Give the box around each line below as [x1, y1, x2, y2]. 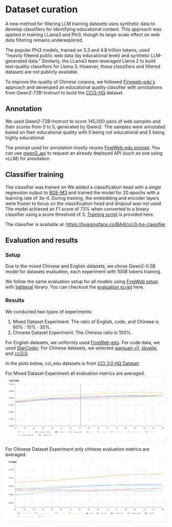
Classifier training [5, 171, 64, 179]
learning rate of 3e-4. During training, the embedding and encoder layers [5, 195, 160, 201]
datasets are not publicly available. [5, 68, 79, 75]
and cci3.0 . [5, 350, 29, 356]
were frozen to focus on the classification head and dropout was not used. [5, 200, 163, 206]
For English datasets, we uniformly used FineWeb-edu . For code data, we [5, 339, 160, 345]
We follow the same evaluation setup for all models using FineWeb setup [5, 278, 158, 285]
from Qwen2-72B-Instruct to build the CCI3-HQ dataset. [5, 89, 124, 96]
